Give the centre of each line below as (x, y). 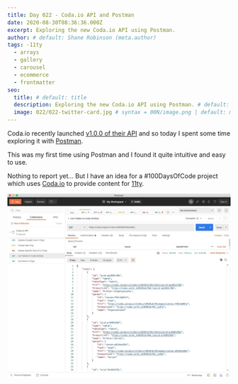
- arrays (27, 53)
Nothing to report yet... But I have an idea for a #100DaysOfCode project (113, 176)
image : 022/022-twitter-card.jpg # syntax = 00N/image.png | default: (120, 113)
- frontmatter (34, 82)
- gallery (28, 60)
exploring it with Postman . (45, 141)
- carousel (30, 67)
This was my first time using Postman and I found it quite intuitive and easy (117, 155)
